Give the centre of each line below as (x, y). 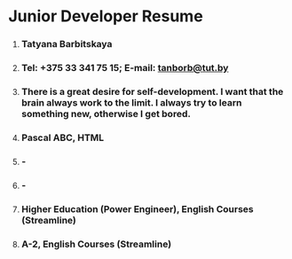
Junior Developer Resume (106, 16)
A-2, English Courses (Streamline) (96, 244)
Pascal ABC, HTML (63, 137)
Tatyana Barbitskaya (67, 44)
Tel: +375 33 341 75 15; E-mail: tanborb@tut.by (125, 68)
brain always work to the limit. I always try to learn (131, 102)
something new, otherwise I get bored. (106, 114)
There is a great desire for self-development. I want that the (152, 91)
